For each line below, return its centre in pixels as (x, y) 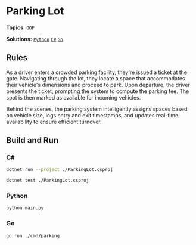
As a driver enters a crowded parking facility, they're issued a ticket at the (97, 72)
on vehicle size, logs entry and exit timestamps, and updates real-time (92, 115)
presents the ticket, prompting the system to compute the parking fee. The (98, 91)
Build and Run (32, 140)
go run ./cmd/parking (33, 236)
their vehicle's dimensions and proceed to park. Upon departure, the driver (98, 85)
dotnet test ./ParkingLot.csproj (48, 181)
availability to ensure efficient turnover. (54, 122)
